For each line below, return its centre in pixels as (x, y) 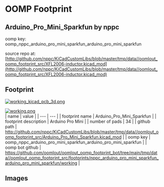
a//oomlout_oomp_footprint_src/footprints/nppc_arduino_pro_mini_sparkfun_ (82, 158)
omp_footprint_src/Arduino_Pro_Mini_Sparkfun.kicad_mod (63, 137)
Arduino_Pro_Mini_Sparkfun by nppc (62, 27)
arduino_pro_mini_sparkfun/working (41, 163)
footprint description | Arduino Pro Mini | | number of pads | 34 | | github (78, 121)
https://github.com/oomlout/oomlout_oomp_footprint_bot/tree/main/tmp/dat (81, 152)
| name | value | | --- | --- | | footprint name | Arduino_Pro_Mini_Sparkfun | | (81, 116)
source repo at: (20, 53)
